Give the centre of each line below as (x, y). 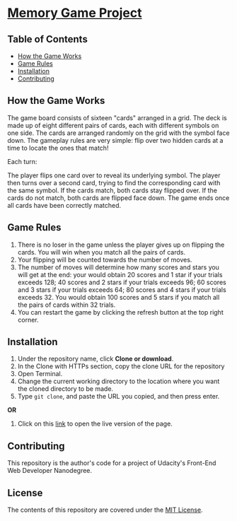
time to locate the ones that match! (58, 148)
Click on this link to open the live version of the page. (95, 424)
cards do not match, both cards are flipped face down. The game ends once (118, 198)
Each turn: (22, 161)
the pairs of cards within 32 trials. (67, 305)
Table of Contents (48, 39)
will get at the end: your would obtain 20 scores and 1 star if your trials (120, 274)
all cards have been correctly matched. (64, 205)
